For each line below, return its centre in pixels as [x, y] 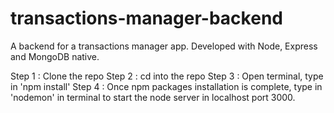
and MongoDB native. [55, 56]
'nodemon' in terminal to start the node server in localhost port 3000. [153, 97]
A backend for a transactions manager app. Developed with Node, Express [164, 46]
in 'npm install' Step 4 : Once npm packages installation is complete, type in [166, 86]
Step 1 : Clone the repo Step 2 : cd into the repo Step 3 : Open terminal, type [167, 76]
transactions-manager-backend [146, 18]
